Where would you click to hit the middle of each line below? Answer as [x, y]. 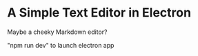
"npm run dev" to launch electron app [61, 45]
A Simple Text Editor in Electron [99, 13]
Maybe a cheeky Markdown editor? [57, 32]
